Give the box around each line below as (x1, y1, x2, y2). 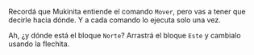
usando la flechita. (8, 39, 70, 49)
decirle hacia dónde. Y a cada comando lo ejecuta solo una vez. (8, 15, 222, 25)
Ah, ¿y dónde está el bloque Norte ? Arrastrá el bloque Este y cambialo (8, 31, 241, 40)
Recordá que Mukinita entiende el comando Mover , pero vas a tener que (8, 7, 246, 16)
